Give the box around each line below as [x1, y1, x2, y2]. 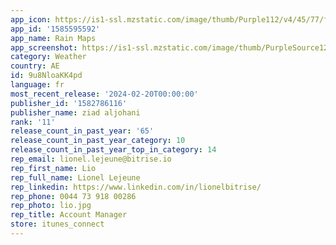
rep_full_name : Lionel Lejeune [10, 172, 141, 183]
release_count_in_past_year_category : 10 [10, 136, 186, 146]
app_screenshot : [10, 42, 78, 53]
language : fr [10, 80, 65, 90]
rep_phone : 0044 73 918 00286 [10, 191, 137, 201]
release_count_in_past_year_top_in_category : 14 [10, 145, 217, 155]
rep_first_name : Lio [10, 163, 97, 173]
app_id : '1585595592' [10, 24, 101, 34]
